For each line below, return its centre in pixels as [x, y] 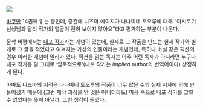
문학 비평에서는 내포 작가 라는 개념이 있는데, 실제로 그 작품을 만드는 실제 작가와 [98, 42]
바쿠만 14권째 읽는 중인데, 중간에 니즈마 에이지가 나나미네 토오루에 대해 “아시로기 [101, 21]
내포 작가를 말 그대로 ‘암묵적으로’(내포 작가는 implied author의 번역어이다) [94, 64]
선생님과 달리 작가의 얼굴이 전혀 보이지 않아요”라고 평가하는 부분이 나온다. [93, 29]
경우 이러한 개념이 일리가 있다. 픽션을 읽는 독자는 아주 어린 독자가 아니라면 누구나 [101, 57]
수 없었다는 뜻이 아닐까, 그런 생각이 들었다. [56, 100]
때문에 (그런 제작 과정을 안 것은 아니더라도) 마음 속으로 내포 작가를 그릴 [110, 92]
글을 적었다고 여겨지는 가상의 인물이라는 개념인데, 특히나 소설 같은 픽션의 [109, 49]
